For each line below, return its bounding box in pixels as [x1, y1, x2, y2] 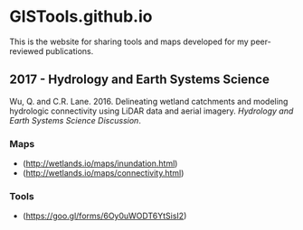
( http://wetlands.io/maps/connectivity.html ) [22, 168, 185, 179]
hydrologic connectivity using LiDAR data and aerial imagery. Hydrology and [9, 106, 294, 116]
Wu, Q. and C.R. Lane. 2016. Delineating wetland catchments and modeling [9, 96, 289, 106]
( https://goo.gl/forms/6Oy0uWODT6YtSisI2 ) [22, 210, 187, 222]
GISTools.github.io [9, 6, 153, 27]
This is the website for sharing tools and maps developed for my [9, 36, 249, 47]
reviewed [9, 45, 44, 56]
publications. [44, 45, 94, 56]
